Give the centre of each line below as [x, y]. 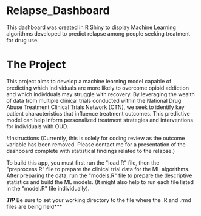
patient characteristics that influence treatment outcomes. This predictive [98, 113]
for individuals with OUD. [37, 126]
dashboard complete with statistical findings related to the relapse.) [91, 151]
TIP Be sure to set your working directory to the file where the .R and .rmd [99, 200]
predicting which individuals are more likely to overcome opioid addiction [98, 88]
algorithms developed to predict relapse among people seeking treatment [98, 33]
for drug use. [22, 40]
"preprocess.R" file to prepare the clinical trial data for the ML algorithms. [98, 169]
